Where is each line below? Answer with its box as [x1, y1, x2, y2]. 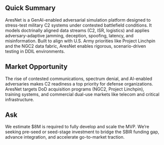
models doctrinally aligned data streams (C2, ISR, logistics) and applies [5, 27, 150, 33]
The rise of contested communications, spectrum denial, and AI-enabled [5, 76, 153, 82]
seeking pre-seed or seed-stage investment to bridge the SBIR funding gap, [5, 129, 160, 135]
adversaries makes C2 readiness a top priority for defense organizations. [5, 81, 154, 87]
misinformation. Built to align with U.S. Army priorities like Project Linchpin [5, 38, 156, 44]
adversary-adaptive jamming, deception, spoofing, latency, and [5, 32, 134, 38]
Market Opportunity [5, 62, 68, 71]
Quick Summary [5, 4, 56, 12]
